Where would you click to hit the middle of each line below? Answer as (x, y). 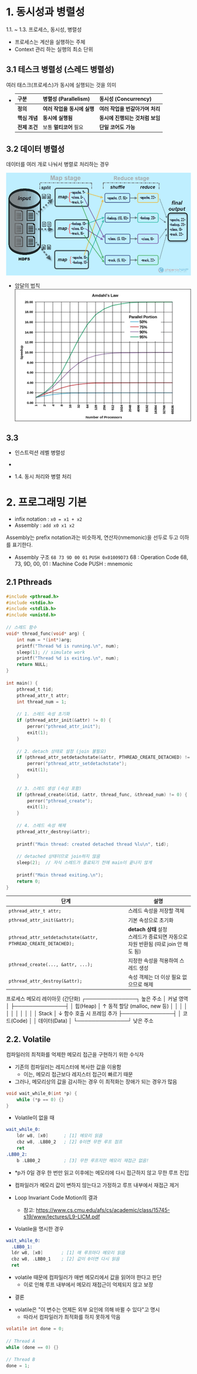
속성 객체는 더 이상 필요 (154, 977)
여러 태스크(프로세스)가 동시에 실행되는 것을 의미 (61, 85)
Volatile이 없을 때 (34, 1118)
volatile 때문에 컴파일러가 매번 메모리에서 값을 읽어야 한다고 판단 (88, 1277)
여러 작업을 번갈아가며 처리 (130, 109)
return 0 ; (29, 881)
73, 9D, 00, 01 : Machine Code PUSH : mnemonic (74, 564)
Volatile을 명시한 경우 (39, 1228)
